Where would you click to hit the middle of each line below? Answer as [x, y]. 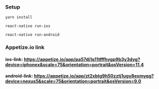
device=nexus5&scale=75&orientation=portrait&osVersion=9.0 [73, 81]
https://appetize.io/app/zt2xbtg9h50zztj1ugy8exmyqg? [94, 76]
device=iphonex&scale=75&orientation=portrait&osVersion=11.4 [75, 64]
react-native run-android [32, 35]
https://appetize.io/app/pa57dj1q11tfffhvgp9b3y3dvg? [82, 59]
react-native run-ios [28, 26]
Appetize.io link [25, 47]
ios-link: [14, 59]
